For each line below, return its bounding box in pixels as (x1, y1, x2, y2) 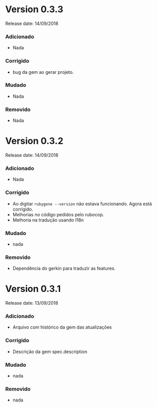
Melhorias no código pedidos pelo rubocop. (12, 211, 104, 217)
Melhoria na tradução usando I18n (12, 217, 84, 223)
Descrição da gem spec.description (12, 348, 88, 355)
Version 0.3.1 (5, 283, 61, 295)
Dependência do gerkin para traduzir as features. (12, 266, 115, 272)
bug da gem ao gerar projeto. (12, 69, 74, 75)
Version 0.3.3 (5, 4, 63, 15)
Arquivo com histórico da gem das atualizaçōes (12, 324, 112, 330)
